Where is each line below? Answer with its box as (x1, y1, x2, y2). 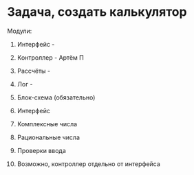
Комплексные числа (17, 119, 78, 128)
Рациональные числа (17, 133, 80, 141)
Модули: (7, 27, 32, 35)
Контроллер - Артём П (17, 53, 84, 62)
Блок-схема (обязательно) (17, 93, 96, 102)
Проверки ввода (17, 146, 67, 154)
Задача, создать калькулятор (7, 4, 187, 20)
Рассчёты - (17, 67, 51, 75)
